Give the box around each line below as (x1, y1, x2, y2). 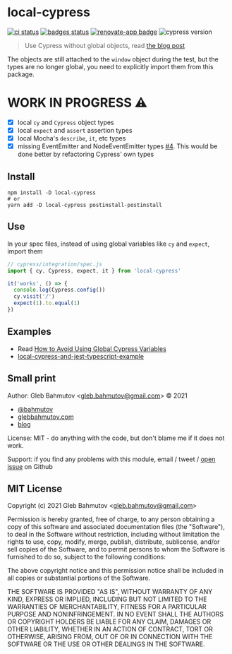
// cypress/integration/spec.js (7, 261, 102, 268)
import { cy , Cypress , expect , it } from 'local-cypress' (7, 267, 181, 274)
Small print (7, 372, 56, 385)
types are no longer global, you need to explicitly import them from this (7, 62, 214, 71)
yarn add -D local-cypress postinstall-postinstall (7, 201, 162, 208)
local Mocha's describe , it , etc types (17, 134, 126, 142)
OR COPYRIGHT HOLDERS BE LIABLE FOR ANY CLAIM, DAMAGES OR (7, 617, 212, 626)
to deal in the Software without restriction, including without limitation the (7, 530, 220, 539)
